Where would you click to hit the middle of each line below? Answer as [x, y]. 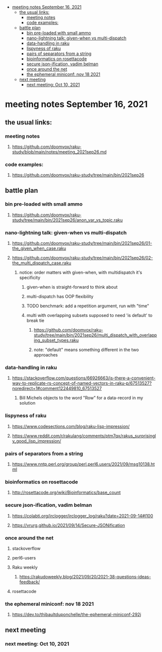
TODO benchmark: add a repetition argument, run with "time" [88, 306]
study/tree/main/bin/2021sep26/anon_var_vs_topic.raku [67, 220]
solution [27, 403]
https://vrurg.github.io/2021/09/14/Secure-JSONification [68, 525]
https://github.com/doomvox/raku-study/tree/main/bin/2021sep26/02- [82, 258]
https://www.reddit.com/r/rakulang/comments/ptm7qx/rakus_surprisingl [84, 436]
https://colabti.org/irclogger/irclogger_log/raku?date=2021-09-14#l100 [82, 516]
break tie [35, 320]
